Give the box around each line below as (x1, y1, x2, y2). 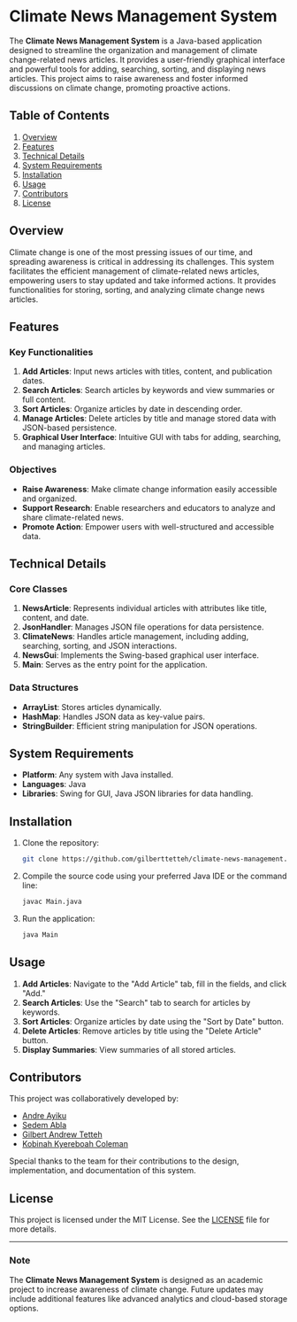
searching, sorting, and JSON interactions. (21, 640, 178, 652)
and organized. (21, 493, 78, 504)
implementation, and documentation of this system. (9, 1165, 196, 1176)
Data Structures (9, 682, 80, 694)
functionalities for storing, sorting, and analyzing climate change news (9, 284, 265, 295)
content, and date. (21, 613, 89, 623)
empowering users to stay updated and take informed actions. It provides (9, 274, 277, 285)
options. (9, 1303, 40, 1313)
